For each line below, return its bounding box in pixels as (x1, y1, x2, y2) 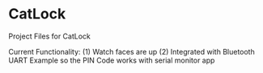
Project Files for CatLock (8, 31, 91, 41)
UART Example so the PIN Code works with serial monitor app (8, 55, 215, 65)
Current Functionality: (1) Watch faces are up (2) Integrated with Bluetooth (8, 47, 255, 56)
